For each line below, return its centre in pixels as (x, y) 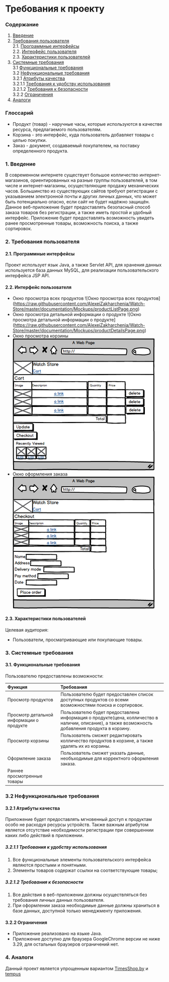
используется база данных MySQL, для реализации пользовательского (82, 270)
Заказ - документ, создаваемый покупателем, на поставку (76, 145)
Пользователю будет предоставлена (100, 712)
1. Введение (21, 164)
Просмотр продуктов (30, 700)
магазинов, (17, 180)
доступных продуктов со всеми (94, 700)
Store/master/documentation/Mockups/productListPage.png (75, 309)
